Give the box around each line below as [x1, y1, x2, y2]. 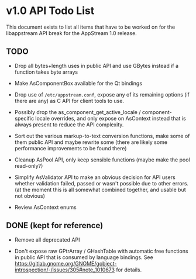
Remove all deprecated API [14, 236, 80, 243]
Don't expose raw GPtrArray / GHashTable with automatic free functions [14, 247, 188, 254]
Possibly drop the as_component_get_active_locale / [14, 108, 141, 115]
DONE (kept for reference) [6, 221, 104, 230]
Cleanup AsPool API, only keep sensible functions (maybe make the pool [14, 156, 190, 163]
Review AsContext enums [14, 204, 77, 211]
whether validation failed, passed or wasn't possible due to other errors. [14, 180, 189, 187]
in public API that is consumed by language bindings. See [14, 253, 153, 261]
